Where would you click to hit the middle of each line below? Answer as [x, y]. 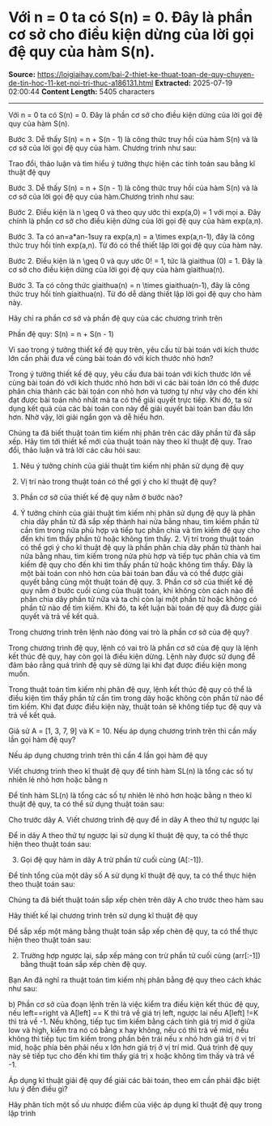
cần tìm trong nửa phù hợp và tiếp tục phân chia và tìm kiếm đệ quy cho [140, 530]
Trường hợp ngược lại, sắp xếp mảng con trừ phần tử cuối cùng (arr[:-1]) [140, 955]
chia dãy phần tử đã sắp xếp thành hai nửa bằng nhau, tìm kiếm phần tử [139, 521]
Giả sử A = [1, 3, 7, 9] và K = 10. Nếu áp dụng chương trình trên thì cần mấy [133, 731]
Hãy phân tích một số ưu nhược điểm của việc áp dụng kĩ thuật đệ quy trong [135, 1104]
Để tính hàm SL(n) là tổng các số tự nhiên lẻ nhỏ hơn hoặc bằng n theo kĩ [130, 795]
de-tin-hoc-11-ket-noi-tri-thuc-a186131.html [81, 83]
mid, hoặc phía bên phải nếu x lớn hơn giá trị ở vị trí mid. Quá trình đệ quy [131, 1047]
